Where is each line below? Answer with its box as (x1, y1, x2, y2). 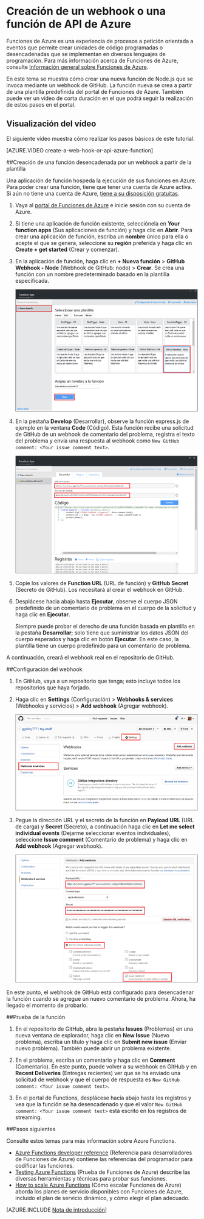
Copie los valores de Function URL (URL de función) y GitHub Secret (15, 580, 189, 587)
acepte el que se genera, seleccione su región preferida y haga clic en (15, 239, 192, 246)
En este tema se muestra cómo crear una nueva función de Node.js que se (6, 75, 193, 82)
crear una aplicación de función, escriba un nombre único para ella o (15, 233, 189, 240)
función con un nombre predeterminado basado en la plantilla (15, 270, 170, 278)
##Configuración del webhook (6, 666, 83, 673)
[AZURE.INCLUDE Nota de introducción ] (6, 1206, 107, 1214)
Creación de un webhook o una (6, 4, 166, 18)
